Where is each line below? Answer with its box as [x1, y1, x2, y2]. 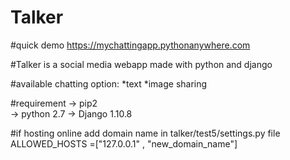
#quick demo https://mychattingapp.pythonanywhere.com [10, 39, 251, 51]
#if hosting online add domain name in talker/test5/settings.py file [10, 127, 281, 139]
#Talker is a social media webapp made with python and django [10, 58, 273, 70]
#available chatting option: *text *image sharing [10, 77, 208, 90]
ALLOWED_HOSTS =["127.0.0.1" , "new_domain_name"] [10, 137, 238, 150]
